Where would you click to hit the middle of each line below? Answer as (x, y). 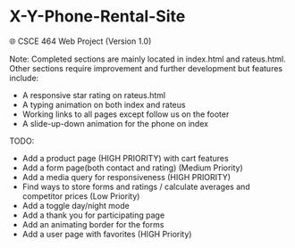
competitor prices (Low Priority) (81, 196)
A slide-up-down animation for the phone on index (115, 123)
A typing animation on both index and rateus (104, 104)
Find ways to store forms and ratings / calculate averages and (136, 186)
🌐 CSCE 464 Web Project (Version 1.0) (80, 41)
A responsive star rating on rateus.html (94, 95)
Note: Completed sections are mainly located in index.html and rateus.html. (147, 59)
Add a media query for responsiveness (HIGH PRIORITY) (126, 177)
